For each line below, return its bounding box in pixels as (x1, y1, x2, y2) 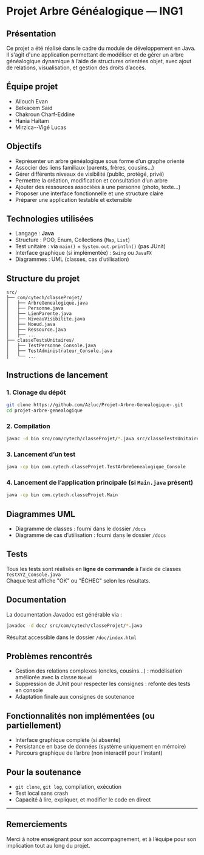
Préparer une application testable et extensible (15, 196, 132, 203)
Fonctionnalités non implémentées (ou (6, 710, 155, 721)
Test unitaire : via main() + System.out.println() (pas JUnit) (15, 243, 166, 250)
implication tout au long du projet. (6, 842, 90, 849)
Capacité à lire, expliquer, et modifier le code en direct (15, 795, 151, 803)
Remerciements (6, 819, 68, 829)
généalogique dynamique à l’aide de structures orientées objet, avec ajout (6, 58, 192, 64)
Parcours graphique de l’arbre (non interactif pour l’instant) (15, 749, 163, 756)
